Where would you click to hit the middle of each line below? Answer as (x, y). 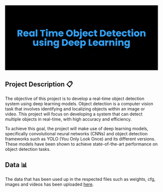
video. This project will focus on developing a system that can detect (74, 114)
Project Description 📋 (39, 85)
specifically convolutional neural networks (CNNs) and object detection (76, 133)
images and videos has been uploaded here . (49, 184)
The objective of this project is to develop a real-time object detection (75, 98)
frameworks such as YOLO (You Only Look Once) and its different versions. (80, 139)
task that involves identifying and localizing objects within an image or (75, 109)
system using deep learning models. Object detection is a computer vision (79, 104)
